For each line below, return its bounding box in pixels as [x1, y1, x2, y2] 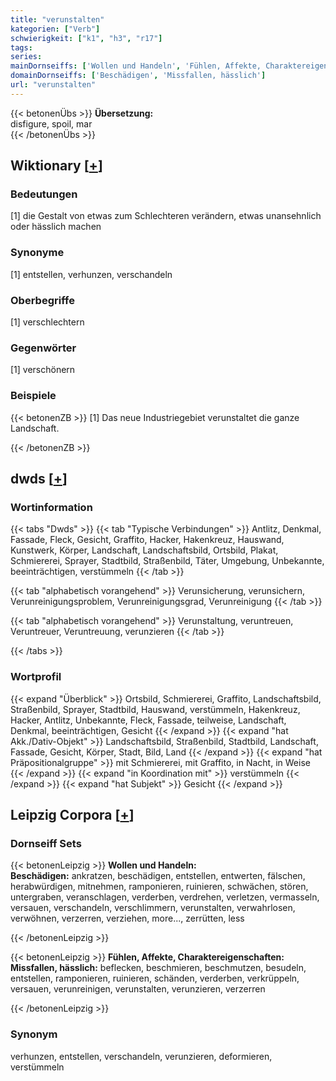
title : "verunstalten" [10, 14, 105, 25]
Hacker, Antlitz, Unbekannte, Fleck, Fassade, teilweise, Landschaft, [10, 714, 287, 726]
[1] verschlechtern [10, 316, 85, 328]
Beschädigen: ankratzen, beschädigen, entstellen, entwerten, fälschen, [10, 870, 306, 882]
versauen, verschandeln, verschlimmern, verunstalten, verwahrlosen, [10, 902, 296, 914]
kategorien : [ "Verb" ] [10, 24, 101, 34]
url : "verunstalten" [10, 80, 97, 90]
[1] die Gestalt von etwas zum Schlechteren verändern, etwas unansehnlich [10, 210, 322, 222]
